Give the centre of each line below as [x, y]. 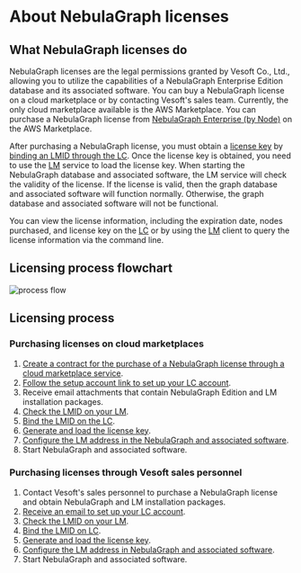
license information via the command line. [87, 240]
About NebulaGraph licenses [119, 17]
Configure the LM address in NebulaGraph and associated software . [149, 550]
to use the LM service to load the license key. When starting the [127, 165]
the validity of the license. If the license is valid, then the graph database [144, 184]
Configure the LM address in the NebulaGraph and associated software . [155, 440]
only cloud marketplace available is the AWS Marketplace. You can [133, 109]
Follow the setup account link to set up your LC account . [127, 382]
